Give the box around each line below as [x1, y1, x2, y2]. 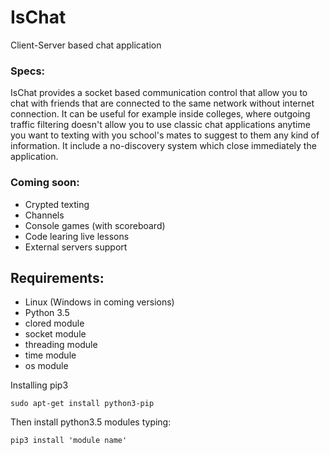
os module [24, 360, 69, 372]
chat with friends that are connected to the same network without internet [10, 97, 315, 110]
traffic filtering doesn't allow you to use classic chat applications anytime [10, 119, 311, 131]
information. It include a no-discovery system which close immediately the [10, 140, 317, 152]
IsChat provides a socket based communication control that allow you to [10, 87, 308, 99]
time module [24, 349, 77, 361]
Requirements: [10, 269, 105, 286]
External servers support [24, 241, 128, 253]
